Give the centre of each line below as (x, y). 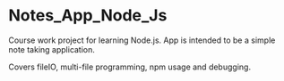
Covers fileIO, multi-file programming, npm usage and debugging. (130, 67)
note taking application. (52, 49)
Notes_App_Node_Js (88, 16)
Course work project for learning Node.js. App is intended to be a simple (142, 40)
